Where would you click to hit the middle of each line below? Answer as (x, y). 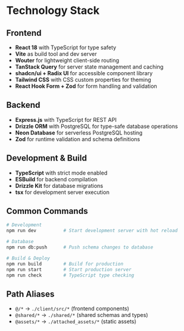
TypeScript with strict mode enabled (61, 173)
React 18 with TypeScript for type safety (66, 47)
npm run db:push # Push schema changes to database (80, 247)
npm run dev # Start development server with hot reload (92, 231)
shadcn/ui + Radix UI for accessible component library (84, 73)
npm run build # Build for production (65, 264)
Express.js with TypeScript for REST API (66, 119)
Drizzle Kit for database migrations (59, 186)
